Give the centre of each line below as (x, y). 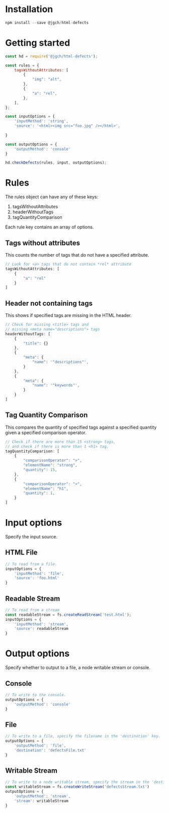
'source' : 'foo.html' (37, 578)
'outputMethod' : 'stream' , (43, 796)
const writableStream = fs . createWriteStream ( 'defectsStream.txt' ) (77, 787)
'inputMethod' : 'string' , (41, 121)
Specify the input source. (31, 536)
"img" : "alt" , (47, 79)
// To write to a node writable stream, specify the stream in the (77, 782)
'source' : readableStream (41, 629)
